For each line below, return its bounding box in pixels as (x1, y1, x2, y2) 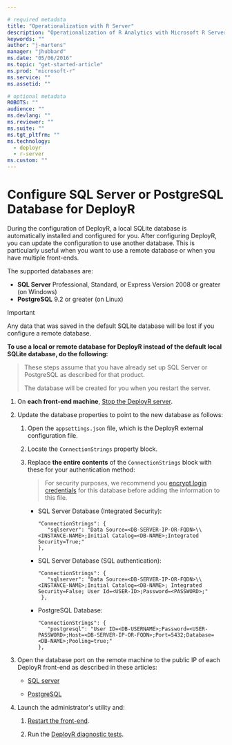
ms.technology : (7, 137, 51, 145)
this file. (44, 493, 68, 501)
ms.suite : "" (7, 125, 45, 132)
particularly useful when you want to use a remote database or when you (7, 246, 215, 254)
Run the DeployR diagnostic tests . (27, 730, 124, 738)
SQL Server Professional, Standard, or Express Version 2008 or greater (17, 280, 221, 289)
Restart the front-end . (27, 716, 90, 725)
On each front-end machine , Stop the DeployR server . (17, 397, 173, 405)
